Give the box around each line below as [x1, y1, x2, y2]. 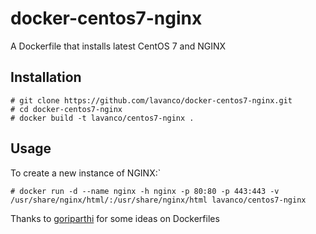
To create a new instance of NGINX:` [10, 167, 162, 179]
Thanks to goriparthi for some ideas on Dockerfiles [10, 212, 220, 224]
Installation [10, 69, 82, 86]
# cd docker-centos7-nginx [10, 104, 123, 114]
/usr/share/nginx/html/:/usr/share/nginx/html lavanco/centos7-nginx [10, 195, 307, 205]
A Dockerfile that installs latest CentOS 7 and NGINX [10, 40, 227, 52]
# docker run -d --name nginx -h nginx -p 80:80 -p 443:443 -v [10, 186, 280, 196]
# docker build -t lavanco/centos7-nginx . [10, 113, 195, 123]
